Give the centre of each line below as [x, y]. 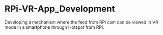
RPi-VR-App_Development [60, 9]
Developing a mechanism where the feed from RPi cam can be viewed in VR [81, 22]
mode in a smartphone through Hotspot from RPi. [54, 27]
